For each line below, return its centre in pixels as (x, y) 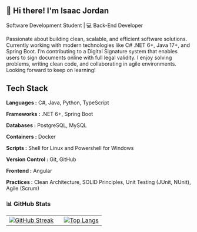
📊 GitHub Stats (29, 204)
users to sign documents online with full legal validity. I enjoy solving (89, 57)
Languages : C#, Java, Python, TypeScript (58, 103)
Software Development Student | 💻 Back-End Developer (75, 25)
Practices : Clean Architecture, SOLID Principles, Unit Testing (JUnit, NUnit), (98, 182)
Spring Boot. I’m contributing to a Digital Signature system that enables (92, 51)
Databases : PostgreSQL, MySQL (46, 125)
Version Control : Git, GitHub (41, 159)
